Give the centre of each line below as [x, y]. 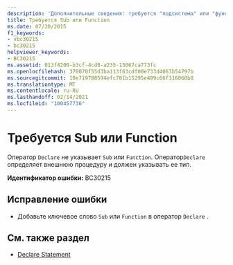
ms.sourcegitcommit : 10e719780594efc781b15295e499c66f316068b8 [101, 78]
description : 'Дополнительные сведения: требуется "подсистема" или [108, 13]
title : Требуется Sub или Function [59, 20]
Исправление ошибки [57, 200]
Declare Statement [44, 255]
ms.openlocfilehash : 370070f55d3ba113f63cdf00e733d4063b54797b [101, 71]
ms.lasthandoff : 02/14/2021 [48, 98]
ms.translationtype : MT [42, 84]
